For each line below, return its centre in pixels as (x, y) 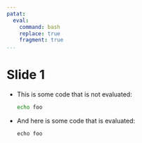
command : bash (40, 27)
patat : (16, 14)
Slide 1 (26, 75)
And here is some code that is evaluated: (76, 120)
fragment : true (41, 40)
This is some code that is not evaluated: (75, 94)
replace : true (40, 33)
